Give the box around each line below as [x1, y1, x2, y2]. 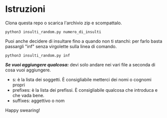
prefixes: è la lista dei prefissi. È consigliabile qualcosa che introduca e [12, 87, 158, 93]
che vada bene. [12, 92, 45, 98]
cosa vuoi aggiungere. [5, 67, 51, 73]
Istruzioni [5, 3, 46, 15]
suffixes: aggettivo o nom [12, 98, 65, 104]
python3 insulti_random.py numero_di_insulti [5, 29, 101, 34]
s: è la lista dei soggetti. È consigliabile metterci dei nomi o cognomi [12, 76, 152, 82]
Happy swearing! [5, 107, 40, 113]
